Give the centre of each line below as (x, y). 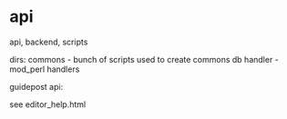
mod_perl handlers (45, 69)
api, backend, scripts (49, 42)
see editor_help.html (48, 104)
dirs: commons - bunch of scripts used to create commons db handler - (144, 59)
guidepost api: (36, 86)
